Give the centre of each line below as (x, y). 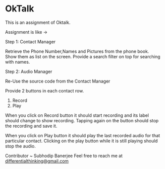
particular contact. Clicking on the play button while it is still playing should (82, 141)
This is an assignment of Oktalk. (38, 22)
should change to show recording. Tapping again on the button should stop (82, 120)
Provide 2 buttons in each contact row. (45, 90)
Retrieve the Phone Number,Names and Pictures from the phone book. (77, 51)
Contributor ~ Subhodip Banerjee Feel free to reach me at (64, 156)
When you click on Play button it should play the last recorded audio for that (82, 135)
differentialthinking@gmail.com (37, 161)
